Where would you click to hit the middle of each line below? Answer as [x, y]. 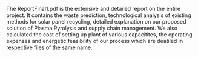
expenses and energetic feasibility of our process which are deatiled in [95, 41]
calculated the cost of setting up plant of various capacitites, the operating [99, 35]
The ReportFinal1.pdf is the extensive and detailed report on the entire [94, 9]
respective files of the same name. [49, 47]
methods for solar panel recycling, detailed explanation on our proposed [96, 22]
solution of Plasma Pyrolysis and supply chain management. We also [92, 28]
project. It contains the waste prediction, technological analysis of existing [99, 15]
